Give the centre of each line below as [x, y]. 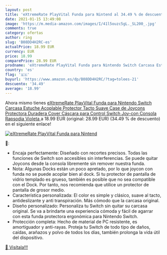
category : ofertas [24, 33]
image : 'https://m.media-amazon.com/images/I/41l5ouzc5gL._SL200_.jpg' [81, 24]
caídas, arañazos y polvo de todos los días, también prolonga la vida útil [86, 232]
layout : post [19, 10]
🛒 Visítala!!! [17, 247]
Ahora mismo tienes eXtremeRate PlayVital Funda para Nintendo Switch [79, 103]
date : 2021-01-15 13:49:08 [33, 19]
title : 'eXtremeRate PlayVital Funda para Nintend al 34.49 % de [74, 14]
